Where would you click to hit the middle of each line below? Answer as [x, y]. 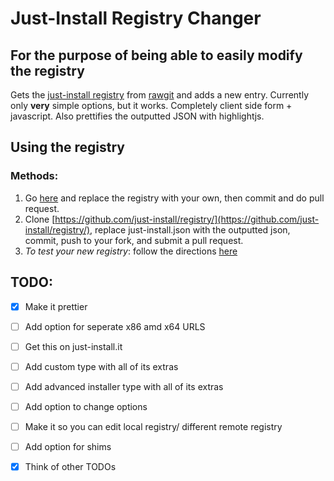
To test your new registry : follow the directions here [131, 251]
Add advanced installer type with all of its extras [124, 386]
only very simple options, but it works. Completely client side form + [151, 105]
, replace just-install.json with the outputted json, [190, 229]
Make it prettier [56, 306]
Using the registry [67, 147]
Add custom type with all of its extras [101, 366]
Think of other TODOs [70, 466]
